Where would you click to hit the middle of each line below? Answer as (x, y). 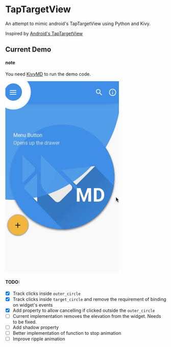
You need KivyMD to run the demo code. (48, 74)
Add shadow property (36, 327)
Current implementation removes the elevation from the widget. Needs (87, 316)
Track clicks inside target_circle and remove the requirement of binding (90, 299)
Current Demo (28, 50)
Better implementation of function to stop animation (67, 333)
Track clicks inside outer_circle (46, 293)
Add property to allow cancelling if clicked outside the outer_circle (84, 310)
